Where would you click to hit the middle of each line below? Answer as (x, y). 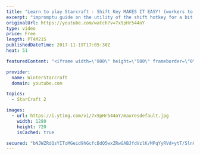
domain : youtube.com (37, 83)
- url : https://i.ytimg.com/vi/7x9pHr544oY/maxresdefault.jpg (90, 116)
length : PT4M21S (26, 39)
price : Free (21, 34)
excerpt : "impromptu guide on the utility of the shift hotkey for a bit (100, 17)
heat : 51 (17, 51)
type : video (21, 28)
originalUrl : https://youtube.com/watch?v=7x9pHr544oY (76, 23)
